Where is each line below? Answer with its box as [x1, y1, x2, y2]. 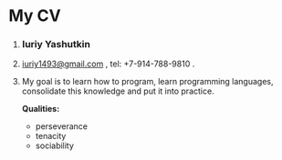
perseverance [35, 121, 89, 132]
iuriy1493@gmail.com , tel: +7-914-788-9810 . [21, 58, 195, 69]
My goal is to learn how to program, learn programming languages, [21, 76, 275, 87]
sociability [35, 140, 75, 151]
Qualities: [21, 104, 60, 115]
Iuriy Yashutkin [21, 38, 90, 51]
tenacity [35, 131, 67, 142]
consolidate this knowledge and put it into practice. [21, 85, 215, 96]
